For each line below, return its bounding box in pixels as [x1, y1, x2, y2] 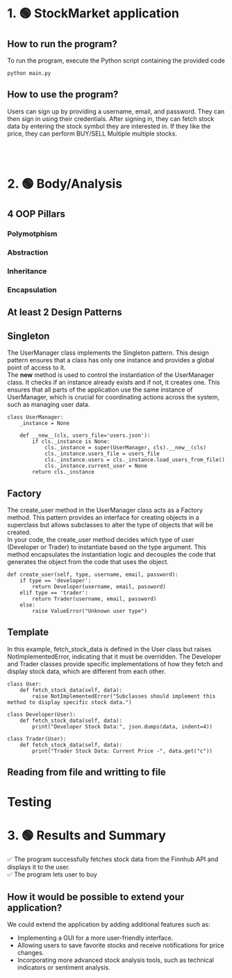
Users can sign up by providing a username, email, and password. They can [7, 107, 225, 115]
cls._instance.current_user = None [44, 463, 148, 470]
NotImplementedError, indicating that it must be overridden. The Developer [7, 652, 222, 661]
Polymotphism [7, 229, 58, 239]
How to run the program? [7, 38, 118, 49]
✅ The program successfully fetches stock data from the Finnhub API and [7, 855, 219, 863]
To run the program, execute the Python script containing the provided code [7, 56, 226, 65]
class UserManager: [7, 414, 64, 421]
